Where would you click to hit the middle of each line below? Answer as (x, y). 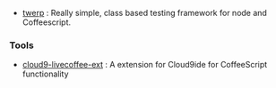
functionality (45, 74)
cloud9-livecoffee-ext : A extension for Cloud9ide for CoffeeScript (145, 65)
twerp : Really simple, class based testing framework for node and (144, 13)
